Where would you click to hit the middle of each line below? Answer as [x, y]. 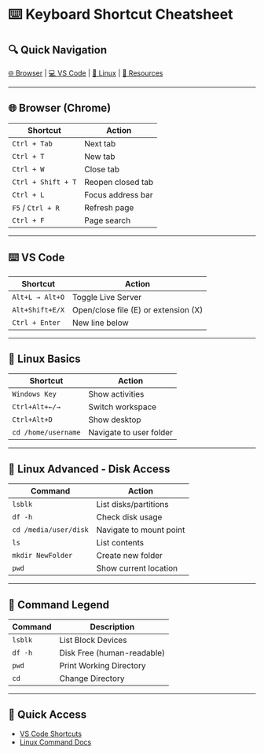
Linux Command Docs [55, 742]
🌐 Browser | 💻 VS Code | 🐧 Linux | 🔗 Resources [86, 73]
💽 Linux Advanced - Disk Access [89, 469]
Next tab [100, 143]
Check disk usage [129, 517]
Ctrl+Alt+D [32, 420]
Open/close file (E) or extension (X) [137, 309]
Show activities [116, 394]
